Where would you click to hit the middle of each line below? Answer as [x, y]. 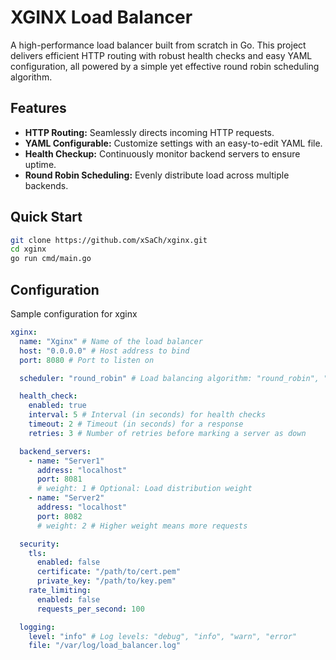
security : [39, 544]
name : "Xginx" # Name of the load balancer [111, 341]
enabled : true [57, 406]
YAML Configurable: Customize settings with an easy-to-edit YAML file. [173, 143]
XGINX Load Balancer [101, 17]
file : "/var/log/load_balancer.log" [105, 646]
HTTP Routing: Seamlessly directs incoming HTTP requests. [149, 132]
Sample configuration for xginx [74, 314]
